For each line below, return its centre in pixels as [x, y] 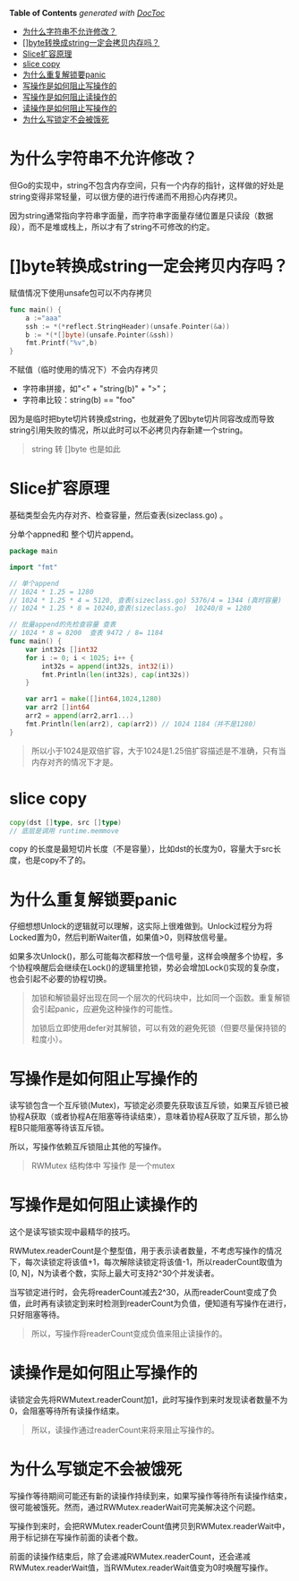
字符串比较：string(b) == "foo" [79, 400]
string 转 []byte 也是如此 [76, 449]
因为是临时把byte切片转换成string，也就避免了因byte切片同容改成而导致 [142, 419]
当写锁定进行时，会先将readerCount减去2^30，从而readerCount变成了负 [143, 1293]
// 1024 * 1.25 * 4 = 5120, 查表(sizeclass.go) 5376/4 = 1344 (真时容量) [145, 600]
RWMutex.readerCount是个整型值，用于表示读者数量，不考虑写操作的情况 [145, 1251]
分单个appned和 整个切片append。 [74, 534]
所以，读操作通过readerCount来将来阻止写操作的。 [125, 1430]
